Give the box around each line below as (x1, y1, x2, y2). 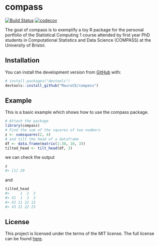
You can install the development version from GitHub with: (5, 69, 121, 75)
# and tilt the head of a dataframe (5, 137, 79, 141)
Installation (5, 56, 40, 64)
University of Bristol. (5, 42, 46, 48)
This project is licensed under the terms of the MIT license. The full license (5, 231, 155, 236)
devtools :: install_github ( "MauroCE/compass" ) (5, 83, 98, 88)
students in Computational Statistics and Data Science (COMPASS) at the (5, 37, 151, 43)
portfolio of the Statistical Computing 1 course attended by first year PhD (5, 32, 150, 38)
